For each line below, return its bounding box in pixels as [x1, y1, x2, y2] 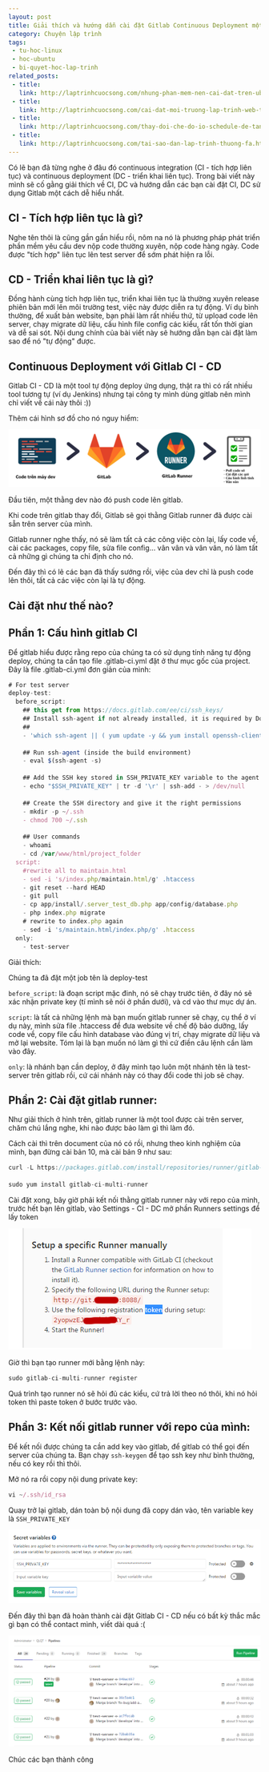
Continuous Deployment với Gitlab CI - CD [8, 360, 222, 373]
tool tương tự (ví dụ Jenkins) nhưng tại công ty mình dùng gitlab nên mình [8, 389, 251, 400]
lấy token [8, 1212, 38, 1221]
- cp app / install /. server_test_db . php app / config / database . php [22, 901, 239, 909]
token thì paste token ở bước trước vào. [8, 1397, 138, 1407]
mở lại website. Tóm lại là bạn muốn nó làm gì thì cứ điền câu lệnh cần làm [8, 1038, 254, 1047]
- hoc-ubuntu [11, 55, 56, 63]
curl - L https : [8, 1163, 59, 1172]
